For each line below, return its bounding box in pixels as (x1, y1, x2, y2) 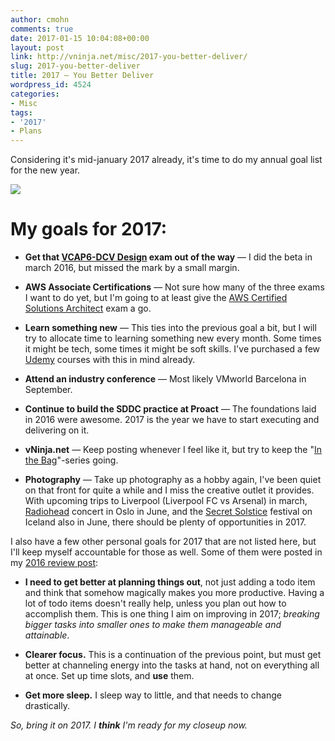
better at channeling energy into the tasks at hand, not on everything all (24, 659, 320, 671)
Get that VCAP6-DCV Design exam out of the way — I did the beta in (24, 251, 313, 263)
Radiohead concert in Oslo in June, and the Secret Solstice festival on (24, 506, 313, 518)
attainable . (24, 629, 70, 641)
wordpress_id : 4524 (10, 80, 92, 90)
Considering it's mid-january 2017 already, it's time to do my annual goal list (10, 154, 323, 166)
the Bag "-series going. (24, 454, 119, 466)
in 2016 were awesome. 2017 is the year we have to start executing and (24, 414, 320, 426)
